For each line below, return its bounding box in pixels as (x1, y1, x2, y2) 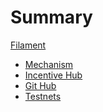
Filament (10, 39, 47, 51)
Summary (10, 6, 93, 29)
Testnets (24, 90, 62, 102)
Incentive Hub (24, 69, 83, 81)
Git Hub (24, 79, 57, 91)
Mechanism (24, 58, 74, 70)
